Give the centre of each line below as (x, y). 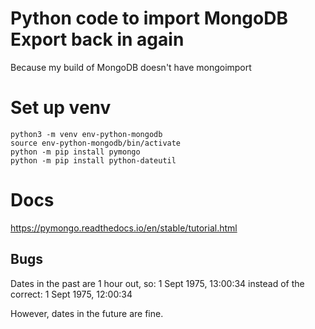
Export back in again (97, 39)
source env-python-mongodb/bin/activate (96, 143)
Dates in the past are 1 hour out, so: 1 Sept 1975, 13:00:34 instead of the (157, 283)
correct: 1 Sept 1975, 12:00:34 (71, 294)
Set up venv (61, 108)
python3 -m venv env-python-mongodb (86, 134)
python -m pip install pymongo (75, 152)
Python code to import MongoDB (149, 18)
